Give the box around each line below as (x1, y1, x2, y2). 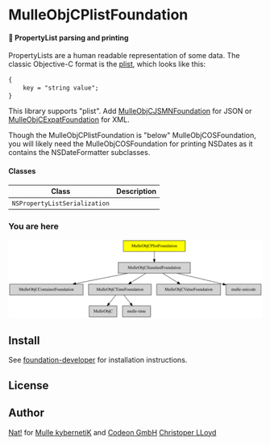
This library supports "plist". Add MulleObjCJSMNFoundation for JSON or (8, 107, 252, 116)
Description (116, 187, 157, 196)
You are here (8, 220, 59, 232)
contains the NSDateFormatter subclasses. (8, 148, 151, 157)
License (8, 378, 49, 393)
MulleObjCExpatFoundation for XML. (8, 115, 131, 124)
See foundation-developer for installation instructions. (8, 355, 188, 365)
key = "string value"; (23, 84, 99, 92)
